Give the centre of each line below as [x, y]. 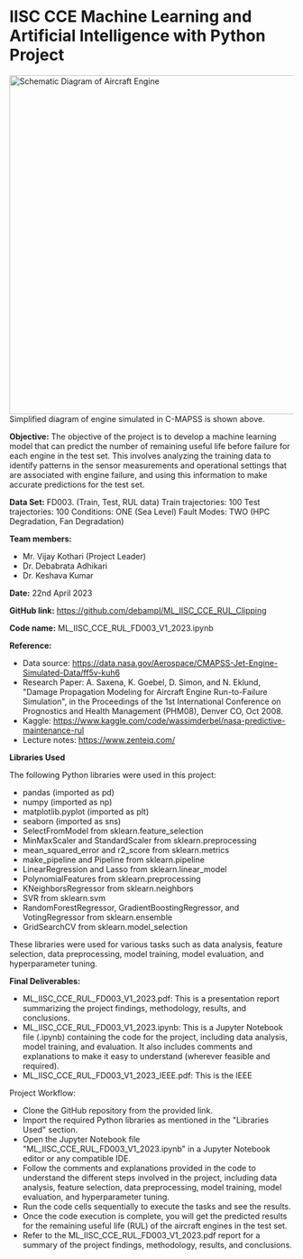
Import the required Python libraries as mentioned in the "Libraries [145, 1120]
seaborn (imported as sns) [72, 821]
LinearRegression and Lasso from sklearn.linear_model [124, 869]
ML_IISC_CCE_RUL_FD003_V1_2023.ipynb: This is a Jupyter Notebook [153, 1027]
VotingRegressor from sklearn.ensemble [97, 917]
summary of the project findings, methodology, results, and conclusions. [157, 1245]
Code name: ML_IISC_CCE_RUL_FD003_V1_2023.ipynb [111, 628]
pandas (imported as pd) [69, 792]
